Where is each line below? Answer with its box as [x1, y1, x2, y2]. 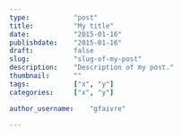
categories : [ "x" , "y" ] [9, 88, 115, 97]
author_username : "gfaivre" [9, 104, 126, 113]
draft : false [9, 46, 94, 55]
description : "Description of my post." [9, 63, 175, 72]
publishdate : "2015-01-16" [9, 38, 123, 47]
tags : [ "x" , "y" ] [9, 80, 115, 89]
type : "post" [9, 13, 99, 22]
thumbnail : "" [9, 72, 82, 80]
